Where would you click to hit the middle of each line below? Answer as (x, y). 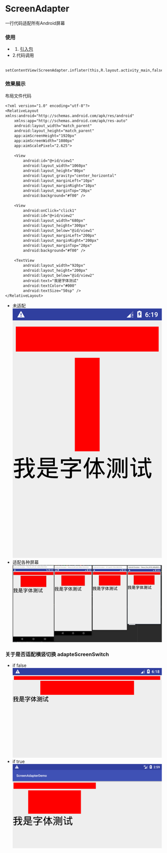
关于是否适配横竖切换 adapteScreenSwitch (57, 654)
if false (19, 665)
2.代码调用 (23, 55)
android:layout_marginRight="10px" (60, 186)
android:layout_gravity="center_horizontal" (70, 176)
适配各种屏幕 (25, 562)
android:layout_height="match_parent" (54, 131)
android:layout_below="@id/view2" (59, 275)
